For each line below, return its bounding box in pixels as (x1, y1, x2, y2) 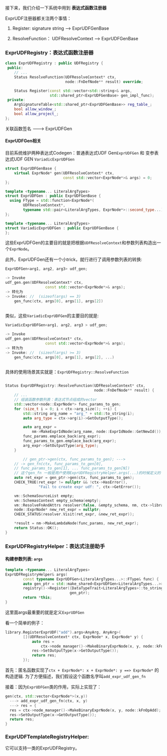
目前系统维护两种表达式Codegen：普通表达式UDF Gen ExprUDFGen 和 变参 (5, 150, 155, 156)
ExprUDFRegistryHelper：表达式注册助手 (5, 543, 105, 550)
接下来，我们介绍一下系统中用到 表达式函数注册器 (5, 5, 107, 10)
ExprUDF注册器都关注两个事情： (5, 15, 72, 21)
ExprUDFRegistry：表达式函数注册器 (5, 49, 94, 56)
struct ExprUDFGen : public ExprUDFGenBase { (5, 193, 101, 198)
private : (7, 97, 26, 102)
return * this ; (23, 595, 52, 600)
